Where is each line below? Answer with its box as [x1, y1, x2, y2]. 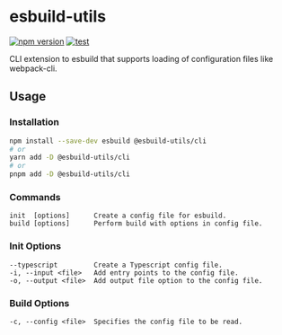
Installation [9, 116, 60, 128]
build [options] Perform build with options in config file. [9, 219, 263, 228]
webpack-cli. [9, 63, 57, 74]
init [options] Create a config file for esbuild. [9, 211, 227, 221]
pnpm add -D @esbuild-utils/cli [9, 170, 130, 179]
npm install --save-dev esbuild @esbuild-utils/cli [9, 137, 207, 145]
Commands [9, 190, 61, 203]
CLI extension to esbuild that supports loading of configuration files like [9, 53, 274, 64]
